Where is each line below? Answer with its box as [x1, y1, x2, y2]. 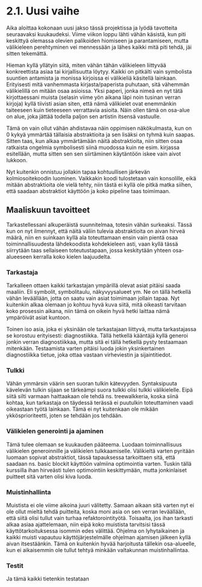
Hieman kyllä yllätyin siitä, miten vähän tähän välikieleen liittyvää [6, 62, 166, 69]
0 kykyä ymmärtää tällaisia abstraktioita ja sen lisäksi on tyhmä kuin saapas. [6, 131, 195, 138]
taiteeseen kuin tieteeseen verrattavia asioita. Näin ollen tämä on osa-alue [6, 106, 190, 113]
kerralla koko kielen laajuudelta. [33, 253, 112, 260]
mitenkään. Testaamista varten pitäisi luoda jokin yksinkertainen [6, 345, 165, 352]
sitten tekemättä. [6, 49, 48, 57]
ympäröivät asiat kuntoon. [6, 314, 71, 321]
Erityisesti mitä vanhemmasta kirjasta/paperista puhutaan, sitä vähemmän [6, 80, 190, 88]
